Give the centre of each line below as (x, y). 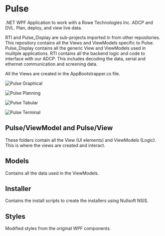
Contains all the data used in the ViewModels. (52, 173)
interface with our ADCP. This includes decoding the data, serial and (76, 58)
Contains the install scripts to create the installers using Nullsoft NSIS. (77, 201)
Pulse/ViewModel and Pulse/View (59, 128)
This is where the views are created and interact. (55, 145)
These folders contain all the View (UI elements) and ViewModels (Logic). (81, 140)
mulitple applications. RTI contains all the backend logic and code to (75, 53)
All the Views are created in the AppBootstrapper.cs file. (63, 73)
